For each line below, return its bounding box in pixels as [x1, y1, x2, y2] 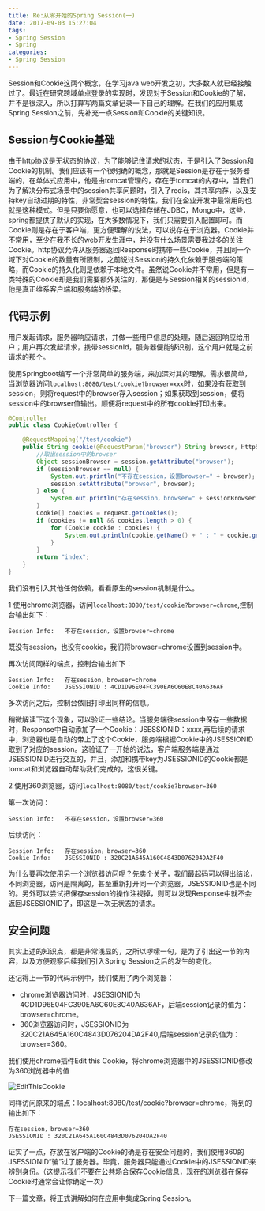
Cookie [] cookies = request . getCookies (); [36, 509, 178, 517]
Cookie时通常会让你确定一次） [8, 1176, 108, 1186]
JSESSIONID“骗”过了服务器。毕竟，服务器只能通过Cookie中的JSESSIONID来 [8, 1156, 256, 1166]
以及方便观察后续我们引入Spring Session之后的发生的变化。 [21, 956, 217, 965]
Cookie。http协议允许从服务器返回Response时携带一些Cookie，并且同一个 [8, 244, 251, 254]
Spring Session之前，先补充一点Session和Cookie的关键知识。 [8, 108, 210, 117]
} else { [36, 487, 65, 495]
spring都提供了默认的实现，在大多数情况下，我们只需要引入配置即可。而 [8, 215, 243, 224]
